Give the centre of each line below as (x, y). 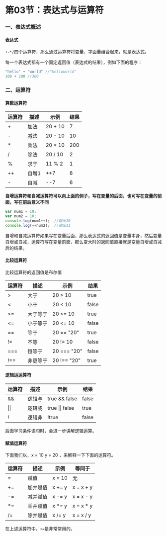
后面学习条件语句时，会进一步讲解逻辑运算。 (51, 431)
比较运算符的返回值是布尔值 (34, 272)
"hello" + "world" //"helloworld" (41, 72)
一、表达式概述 (23, 27)
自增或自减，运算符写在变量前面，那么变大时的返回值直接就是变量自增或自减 (83, 242)
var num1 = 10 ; (21, 212)
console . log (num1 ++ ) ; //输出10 (38, 221)
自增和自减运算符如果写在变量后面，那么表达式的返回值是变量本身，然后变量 (83, 235)
